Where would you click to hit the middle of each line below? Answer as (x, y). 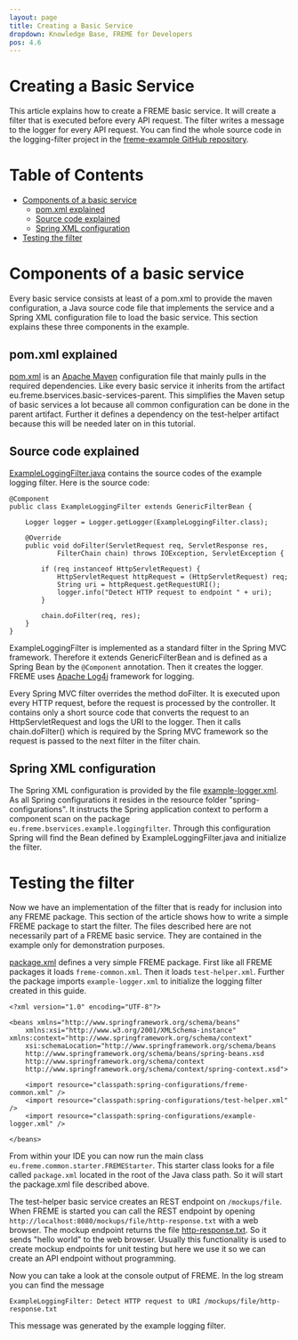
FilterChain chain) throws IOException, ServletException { (170, 553)
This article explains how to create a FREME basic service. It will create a (143, 111)
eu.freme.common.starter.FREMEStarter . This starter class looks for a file (142, 1165)
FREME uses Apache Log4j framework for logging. (102, 676)
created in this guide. (48, 991)
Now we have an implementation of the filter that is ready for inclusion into (146, 907)
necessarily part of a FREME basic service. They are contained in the (136, 936)
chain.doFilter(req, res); (91, 615)
